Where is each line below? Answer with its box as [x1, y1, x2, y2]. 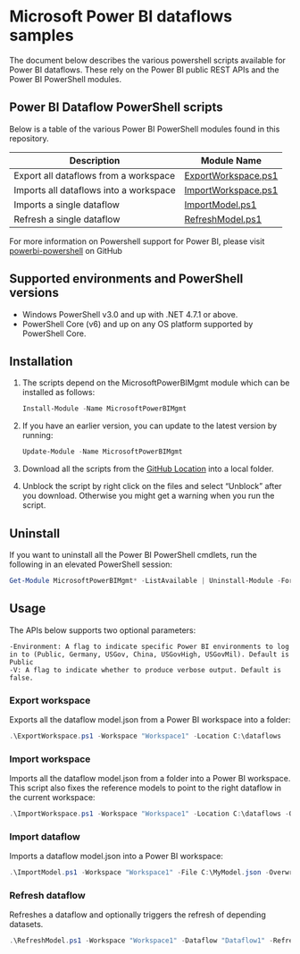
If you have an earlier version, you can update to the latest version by [21, 420, 278, 431]
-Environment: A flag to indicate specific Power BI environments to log [9, 642, 290, 651]
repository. [9, 132, 49, 144]
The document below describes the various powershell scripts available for [9, 55, 286, 65]
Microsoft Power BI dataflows [9, 6, 233, 27]
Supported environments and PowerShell [9, 271, 244, 287]
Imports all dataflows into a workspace [13, 183, 176, 196]
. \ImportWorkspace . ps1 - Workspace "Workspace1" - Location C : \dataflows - [9, 809, 290, 819]
